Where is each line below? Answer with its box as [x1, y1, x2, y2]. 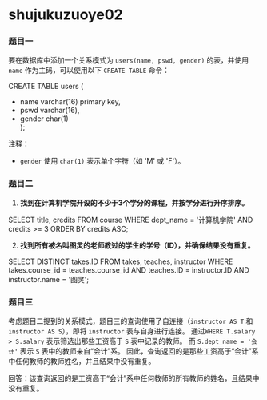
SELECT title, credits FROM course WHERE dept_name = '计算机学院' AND [8, 215, 253, 224]
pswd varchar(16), [19, 106, 80, 115]
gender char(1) [19, 114, 70, 123]
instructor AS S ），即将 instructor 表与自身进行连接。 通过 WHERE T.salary [8, 326, 256, 336]
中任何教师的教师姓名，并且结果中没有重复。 [8, 357, 156, 366]
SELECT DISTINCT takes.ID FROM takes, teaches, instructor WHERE [8, 257, 233, 266]
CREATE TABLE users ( [8, 82, 84, 91]
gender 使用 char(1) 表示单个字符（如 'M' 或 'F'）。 [19, 156, 185, 166]
